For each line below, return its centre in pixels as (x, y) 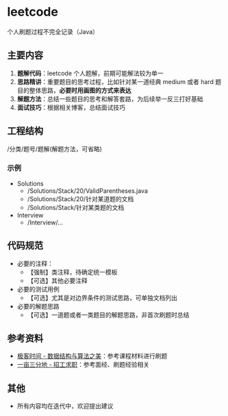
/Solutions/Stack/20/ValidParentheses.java (88, 191)
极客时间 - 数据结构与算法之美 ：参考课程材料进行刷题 (92, 356)
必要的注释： (35, 263)
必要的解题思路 (38, 306)
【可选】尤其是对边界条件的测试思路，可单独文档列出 (102, 298)
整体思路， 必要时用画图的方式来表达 (80, 90)
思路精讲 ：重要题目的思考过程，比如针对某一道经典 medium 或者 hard (115, 81)
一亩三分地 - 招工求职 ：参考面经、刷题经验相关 (83, 365)
